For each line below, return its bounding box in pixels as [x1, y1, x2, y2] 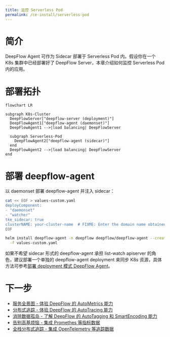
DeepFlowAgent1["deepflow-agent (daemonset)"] [10, 120, 110, 126]
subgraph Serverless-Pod [10, 134, 62, 139]
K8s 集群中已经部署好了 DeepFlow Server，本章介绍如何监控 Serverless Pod [5, 59, 165, 66]
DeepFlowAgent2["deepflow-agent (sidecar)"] [14, 138, 110, 144]
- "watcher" [5, 212, 30, 218]
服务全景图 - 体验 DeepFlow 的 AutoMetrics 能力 [12, 300, 113, 307]
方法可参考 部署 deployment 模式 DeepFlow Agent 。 [5, 263, 113, 269]
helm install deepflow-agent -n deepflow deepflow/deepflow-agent [5, 236, 148, 241]
